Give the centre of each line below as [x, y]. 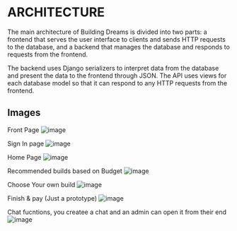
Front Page [23, 130]
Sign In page [26, 143]
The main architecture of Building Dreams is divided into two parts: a [107, 32]
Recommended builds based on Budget [65, 171]
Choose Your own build [41, 184]
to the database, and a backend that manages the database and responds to [118, 47]
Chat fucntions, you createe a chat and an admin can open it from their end [117, 212]
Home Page [24, 157]
